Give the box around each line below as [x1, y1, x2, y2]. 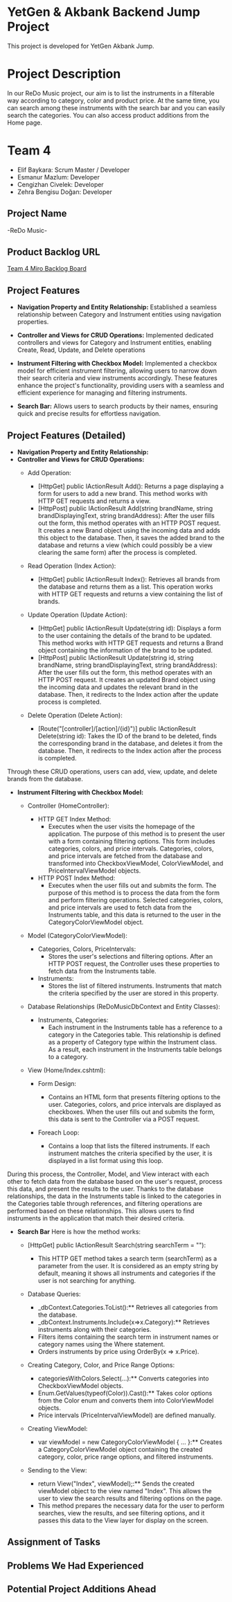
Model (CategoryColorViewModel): [27, 932, 128, 940]
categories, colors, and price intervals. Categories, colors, [48, 844, 215, 853]
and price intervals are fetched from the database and [48, 852, 203, 860]
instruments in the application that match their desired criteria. [7, 1214, 185, 1222]
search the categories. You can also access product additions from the [7, 111, 210, 119]
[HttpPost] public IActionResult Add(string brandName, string [37, 504, 213, 513]
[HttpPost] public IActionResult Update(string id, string [37, 654, 194, 662]
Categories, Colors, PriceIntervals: [37, 945, 136, 953]
